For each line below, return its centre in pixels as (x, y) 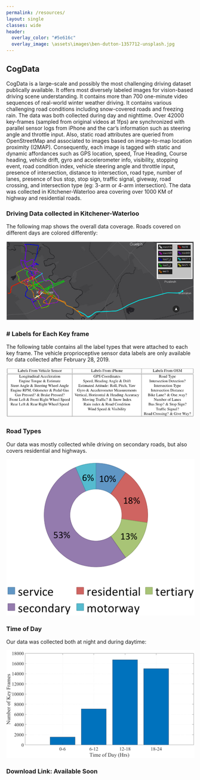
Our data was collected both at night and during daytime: (76, 642)
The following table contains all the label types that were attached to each (97, 346)
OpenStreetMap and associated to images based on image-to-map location (99, 141)
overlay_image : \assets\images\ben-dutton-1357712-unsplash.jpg (93, 44)
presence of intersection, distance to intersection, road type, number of (94, 172)
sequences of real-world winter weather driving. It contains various (89, 102)
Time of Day (24, 629)
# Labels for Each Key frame (48, 334)
